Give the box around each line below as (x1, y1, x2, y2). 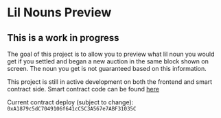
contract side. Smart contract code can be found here (7, 85, 160, 93)
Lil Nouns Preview (7, 5, 112, 20)
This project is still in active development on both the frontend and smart (7, 78, 213, 86)
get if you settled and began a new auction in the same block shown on (7, 57, 209, 65)
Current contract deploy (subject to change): (7, 98, 134, 106)
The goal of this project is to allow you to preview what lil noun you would (7, 50, 215, 58)
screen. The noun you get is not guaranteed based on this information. (7, 65, 207, 72)
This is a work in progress (7, 32, 119, 44)
